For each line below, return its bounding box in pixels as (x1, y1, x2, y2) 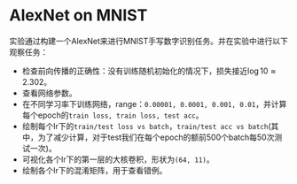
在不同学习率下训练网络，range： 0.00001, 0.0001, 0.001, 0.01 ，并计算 (21, 98, 287, 109)
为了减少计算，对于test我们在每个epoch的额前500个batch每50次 (37, 132, 275, 142)
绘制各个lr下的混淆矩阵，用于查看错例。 (21, 165, 168, 175)
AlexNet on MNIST (9, 5, 148, 26)
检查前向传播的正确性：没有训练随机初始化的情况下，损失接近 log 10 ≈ (21, 65, 277, 76)
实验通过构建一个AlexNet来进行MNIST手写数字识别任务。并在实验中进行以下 (9, 35, 288, 46)
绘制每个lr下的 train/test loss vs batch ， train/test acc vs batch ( (21, 120, 272, 131)
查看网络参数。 (21, 88, 77, 98)
